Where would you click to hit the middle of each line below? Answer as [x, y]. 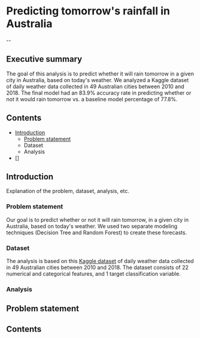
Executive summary [44, 59]
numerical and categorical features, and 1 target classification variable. [93, 273]
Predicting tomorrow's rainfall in [88, 11]
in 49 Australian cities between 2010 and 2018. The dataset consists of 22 [97, 267]
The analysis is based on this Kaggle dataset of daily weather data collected [100, 261]
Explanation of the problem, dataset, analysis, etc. [68, 191]
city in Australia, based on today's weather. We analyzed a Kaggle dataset [98, 80]
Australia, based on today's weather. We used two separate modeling [92, 226]
